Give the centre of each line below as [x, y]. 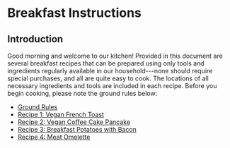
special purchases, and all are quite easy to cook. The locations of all [108, 78]
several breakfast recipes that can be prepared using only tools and [106, 63]
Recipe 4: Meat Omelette [54, 137]
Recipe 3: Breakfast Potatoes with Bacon [77, 129]
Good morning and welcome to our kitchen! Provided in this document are [115, 56]
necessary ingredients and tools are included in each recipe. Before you [112, 86]
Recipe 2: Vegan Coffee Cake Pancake [74, 122]
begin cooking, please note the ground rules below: [82, 93]
